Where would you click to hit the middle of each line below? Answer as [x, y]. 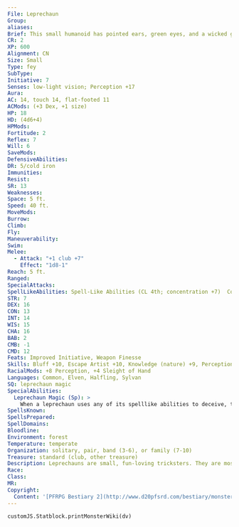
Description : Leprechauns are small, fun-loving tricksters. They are [114, 464]
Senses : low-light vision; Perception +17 [71, 87]
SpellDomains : [28, 424]
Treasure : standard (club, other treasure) [73, 457]
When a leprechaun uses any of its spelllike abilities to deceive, [124, 404]
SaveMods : [22, 153]
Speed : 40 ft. [28, 206]
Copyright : [23, 490]
